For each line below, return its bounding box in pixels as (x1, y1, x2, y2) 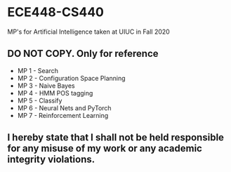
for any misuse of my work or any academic (7, 143, 202, 154)
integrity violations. (7, 154, 95, 166)
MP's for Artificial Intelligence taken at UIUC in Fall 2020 (7, 27, 170, 36)
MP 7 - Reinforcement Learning (17, 111, 109, 119)
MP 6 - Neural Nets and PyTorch (17, 103, 112, 112)
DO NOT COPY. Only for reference (7, 48, 159, 60)
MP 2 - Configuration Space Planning (17, 74, 126, 82)
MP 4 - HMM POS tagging (17, 88, 93, 97)
